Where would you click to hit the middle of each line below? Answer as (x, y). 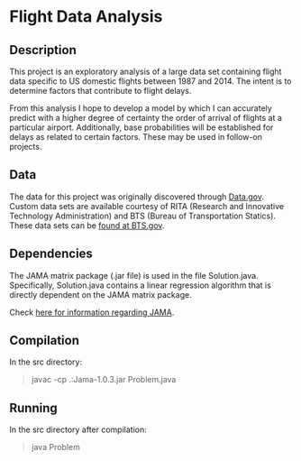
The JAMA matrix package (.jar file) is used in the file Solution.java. (134, 275)
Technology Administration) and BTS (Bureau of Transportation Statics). (143, 216)
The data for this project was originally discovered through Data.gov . (137, 197)
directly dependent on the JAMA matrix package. (100, 294)
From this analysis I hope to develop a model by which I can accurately (141, 108)
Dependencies (51, 254)
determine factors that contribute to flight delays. (100, 91)
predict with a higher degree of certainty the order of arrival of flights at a (146, 118)
